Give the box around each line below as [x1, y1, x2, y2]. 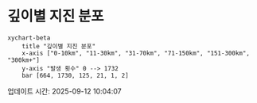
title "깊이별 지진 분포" [21, 42, 96, 50]
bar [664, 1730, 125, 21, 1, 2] [21, 71, 129, 79]
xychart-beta [7, 33, 51, 42]
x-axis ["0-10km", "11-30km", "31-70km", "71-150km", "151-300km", [21, 49, 250, 57]
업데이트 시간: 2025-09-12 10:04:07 [7, 86, 122, 96]
